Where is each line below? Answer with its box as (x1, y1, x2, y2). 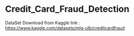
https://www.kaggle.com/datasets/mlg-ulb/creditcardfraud (5, 25, 125, 31)
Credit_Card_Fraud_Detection (5, 3, 130, 15)
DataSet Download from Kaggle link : (5, 20, 80, 26)
